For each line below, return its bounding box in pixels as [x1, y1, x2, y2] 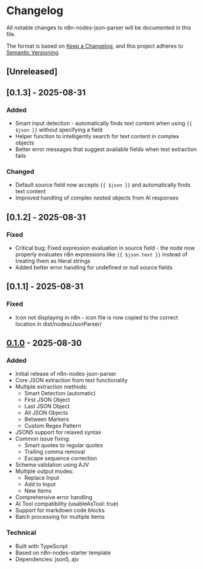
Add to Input [24, 481, 56, 488]
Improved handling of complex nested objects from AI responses [15, 194, 179, 202]
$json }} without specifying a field [15, 126, 103, 133]
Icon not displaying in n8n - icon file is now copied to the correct [15, 313, 179, 321]
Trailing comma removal [24, 448, 86, 456]
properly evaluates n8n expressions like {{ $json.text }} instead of [15, 251, 188, 258]
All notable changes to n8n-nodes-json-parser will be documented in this [6, 24, 191, 31]
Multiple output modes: [15, 467, 74, 475]
